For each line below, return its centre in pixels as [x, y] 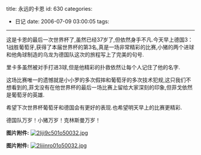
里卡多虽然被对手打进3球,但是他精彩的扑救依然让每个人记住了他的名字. [93, 67]
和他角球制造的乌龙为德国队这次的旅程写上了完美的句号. [75, 55]
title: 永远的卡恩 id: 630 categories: [49, 9]
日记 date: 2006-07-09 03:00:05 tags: [62, 21]
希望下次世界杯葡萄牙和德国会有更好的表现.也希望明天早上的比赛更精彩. [94, 107]
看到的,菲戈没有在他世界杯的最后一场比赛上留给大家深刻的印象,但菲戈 [97, 87]
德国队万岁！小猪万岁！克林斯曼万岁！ [53, 120]
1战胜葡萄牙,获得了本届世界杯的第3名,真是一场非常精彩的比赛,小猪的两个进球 [100, 47]
